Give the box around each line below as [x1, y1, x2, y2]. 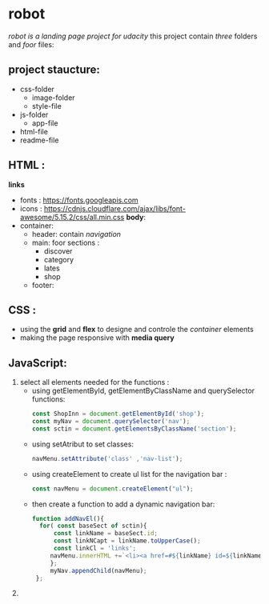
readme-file [19, 135, 59, 145]
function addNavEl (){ [31, 514, 104, 522]
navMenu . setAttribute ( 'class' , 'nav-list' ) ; [31, 454, 183, 462]
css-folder [19, 84, 54, 94]
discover [43, 246, 73, 256]
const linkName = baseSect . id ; [53, 530, 159, 538]
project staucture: [8, 63, 100, 77]
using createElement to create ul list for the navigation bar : [31, 469, 227, 478]
